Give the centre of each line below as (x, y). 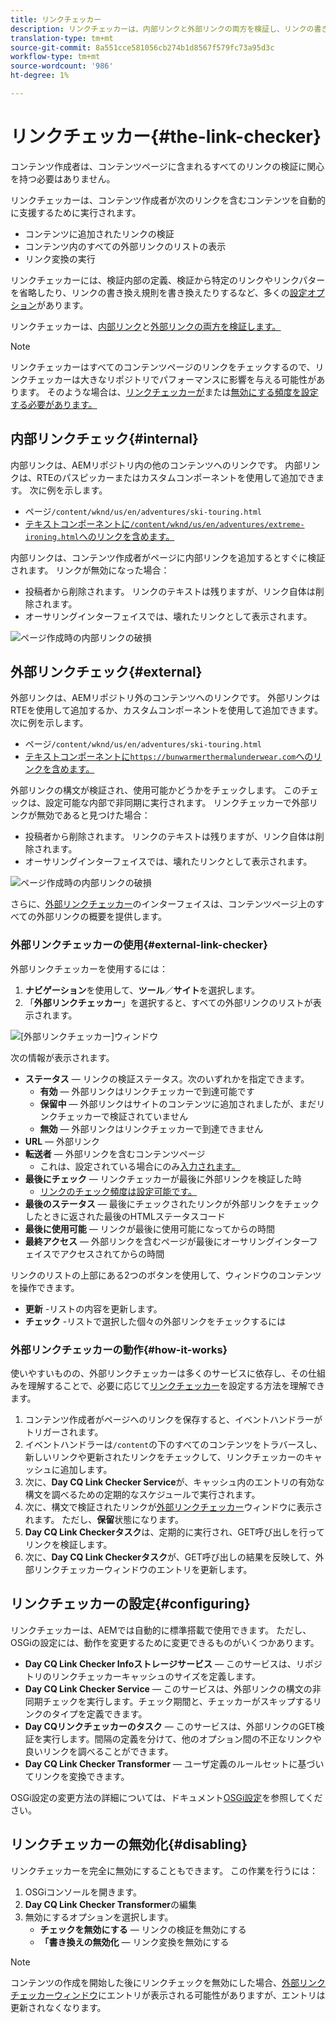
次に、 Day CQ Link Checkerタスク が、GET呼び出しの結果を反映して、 (170, 1557)
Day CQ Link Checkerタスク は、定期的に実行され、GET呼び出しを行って (174, 1532)
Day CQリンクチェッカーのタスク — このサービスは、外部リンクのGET (170, 1726)
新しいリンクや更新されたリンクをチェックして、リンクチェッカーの (164, 1457)
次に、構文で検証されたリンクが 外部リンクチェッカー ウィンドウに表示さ (173, 1507)
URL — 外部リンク (62, 1141)
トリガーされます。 (64, 1432)
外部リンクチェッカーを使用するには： (89, 968)
